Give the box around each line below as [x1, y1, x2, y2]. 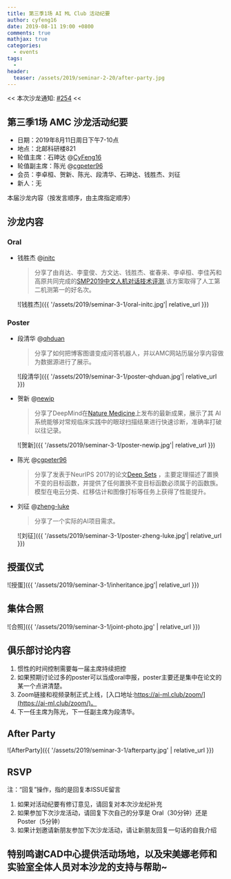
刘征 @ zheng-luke [17, 502, 70, 511]
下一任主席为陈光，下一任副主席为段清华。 [17, 707, 139, 715]
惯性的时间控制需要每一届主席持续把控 [17, 664, 126, 673]
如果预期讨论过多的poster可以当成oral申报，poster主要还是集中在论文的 [17, 673, 222, 681]
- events [13, 49, 39, 56]
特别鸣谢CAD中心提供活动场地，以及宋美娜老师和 [7, 848, 217, 860]
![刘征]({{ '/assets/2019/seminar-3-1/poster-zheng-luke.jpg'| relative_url [17, 532, 222, 540]
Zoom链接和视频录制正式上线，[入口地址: [17, 690, 134, 698]
